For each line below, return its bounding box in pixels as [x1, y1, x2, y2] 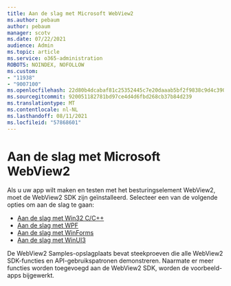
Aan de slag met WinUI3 [16, 236, 86, 245]
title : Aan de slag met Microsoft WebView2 [7, 10, 134, 17]
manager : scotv [7, 29, 51, 37]
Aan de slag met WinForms [16, 229, 94, 237]
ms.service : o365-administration [7, 55, 103, 62]
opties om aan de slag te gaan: [7, 201, 94, 209]
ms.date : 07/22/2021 [7, 36, 67, 43]
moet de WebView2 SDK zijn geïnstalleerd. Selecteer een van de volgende [7, 194, 218, 202]
